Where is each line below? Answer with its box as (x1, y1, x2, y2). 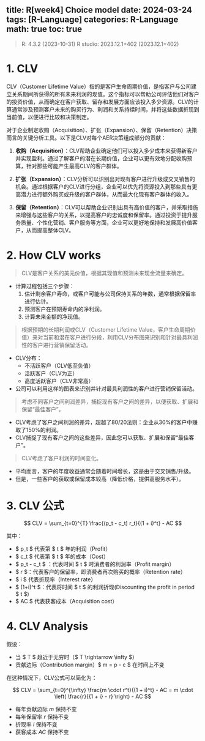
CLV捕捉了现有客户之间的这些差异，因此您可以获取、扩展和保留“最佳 (15, 434, 189, 441)
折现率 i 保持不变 (15, 720, 58, 728)
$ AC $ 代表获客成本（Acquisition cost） (15, 597, 118, 605)
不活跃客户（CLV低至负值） (24, 362, 94, 369)
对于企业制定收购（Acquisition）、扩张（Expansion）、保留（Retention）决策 (6, 126, 198, 133)
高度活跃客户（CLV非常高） (24, 377, 94, 384)
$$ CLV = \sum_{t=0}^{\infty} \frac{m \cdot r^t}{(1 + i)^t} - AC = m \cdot (12, 686, 194, 693)
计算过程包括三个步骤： (15, 282, 75, 289)
